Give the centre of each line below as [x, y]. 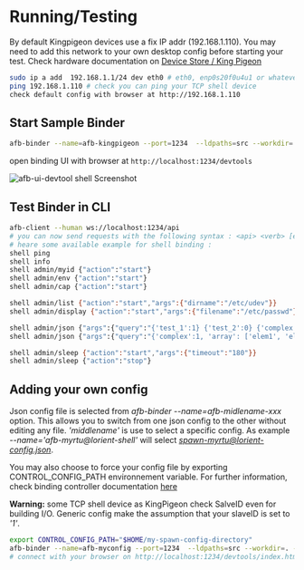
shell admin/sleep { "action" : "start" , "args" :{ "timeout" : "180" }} [133, 353]
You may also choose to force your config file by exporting [119, 468]
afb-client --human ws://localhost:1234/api [95, 228]
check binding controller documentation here [94, 487]
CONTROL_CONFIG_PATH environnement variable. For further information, [148, 477]
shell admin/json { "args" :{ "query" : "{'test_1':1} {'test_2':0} [131, 328]
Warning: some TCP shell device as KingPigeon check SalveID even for [143, 504]
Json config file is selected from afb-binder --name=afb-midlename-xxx [146, 411]
